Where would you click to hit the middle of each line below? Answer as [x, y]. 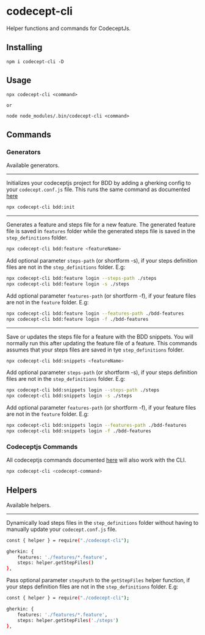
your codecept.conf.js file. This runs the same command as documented [98, 190]
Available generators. [33, 165]
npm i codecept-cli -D [35, 62]
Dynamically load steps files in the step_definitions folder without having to [103, 522]
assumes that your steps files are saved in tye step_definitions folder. [95, 350]
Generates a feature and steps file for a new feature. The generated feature [101, 225]
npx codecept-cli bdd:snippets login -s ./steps [69, 396]
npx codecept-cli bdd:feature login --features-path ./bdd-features [95, 314]
